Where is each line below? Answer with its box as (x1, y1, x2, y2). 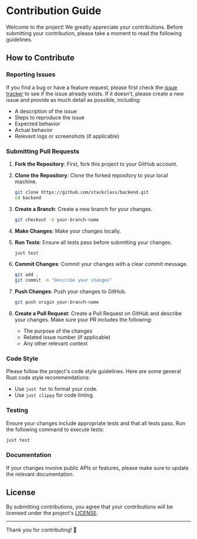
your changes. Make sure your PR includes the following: (14, 316, 152, 323)
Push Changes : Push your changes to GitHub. (14, 288, 127, 295)
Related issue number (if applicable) (23, 334, 111, 341)
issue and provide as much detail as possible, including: (6, 96, 141, 103)
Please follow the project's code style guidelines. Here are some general (6, 368, 181, 375)
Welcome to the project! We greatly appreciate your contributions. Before (6, 23, 184, 30)
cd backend (14, 195, 42, 200)
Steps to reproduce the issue (14, 114, 85, 121)
